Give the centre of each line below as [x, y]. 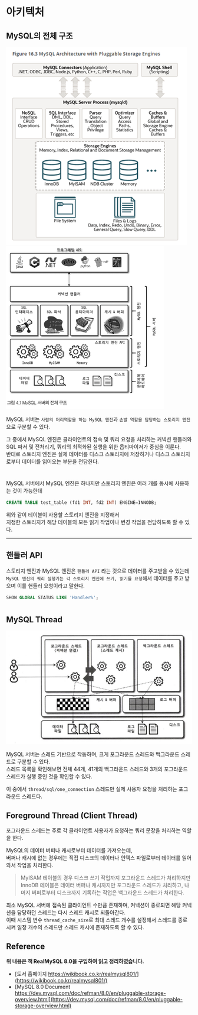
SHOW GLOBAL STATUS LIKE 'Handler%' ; [52, 597]
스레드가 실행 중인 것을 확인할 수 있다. [49, 777]
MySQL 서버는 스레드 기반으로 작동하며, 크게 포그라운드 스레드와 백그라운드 [93, 754]
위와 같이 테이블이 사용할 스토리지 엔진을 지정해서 [63, 515]
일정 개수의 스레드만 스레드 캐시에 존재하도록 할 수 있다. [80, 927]
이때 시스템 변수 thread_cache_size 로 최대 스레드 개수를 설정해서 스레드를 [91, 920]
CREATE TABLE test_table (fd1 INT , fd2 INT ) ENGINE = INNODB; [82, 503]
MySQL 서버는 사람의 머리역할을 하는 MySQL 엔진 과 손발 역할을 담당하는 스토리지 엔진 [98, 419]
